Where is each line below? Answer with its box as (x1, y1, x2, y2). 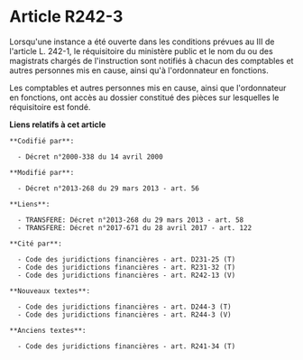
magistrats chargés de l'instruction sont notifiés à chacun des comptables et (9, 55, 294, 66)
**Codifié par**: (9, 136, 75, 145)
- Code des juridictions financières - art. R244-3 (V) (17, 309, 232, 319)
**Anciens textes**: (9, 326, 87, 335)
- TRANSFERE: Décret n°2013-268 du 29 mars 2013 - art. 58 (17, 215, 244, 225)
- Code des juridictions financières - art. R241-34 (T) (17, 341, 236, 351)
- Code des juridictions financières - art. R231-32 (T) (17, 263, 236, 272)
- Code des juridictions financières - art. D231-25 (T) (17, 254, 236, 263)
